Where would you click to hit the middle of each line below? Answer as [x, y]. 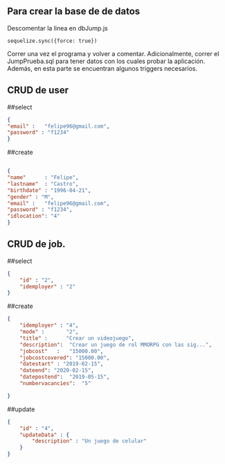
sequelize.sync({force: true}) [52, 41]
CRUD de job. [36, 244]
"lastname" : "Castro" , [43, 184]
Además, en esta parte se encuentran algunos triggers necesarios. [102, 68]
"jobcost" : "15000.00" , [62, 351]
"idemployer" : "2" [48, 286]
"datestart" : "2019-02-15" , [62, 364]
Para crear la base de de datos [74, 11]
